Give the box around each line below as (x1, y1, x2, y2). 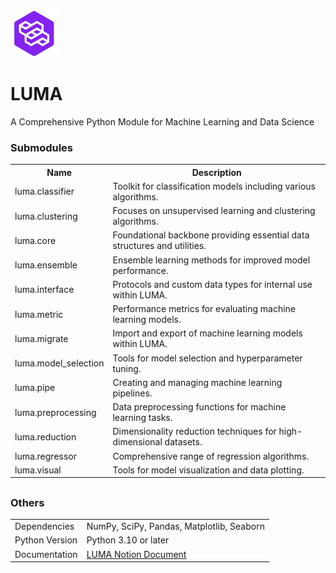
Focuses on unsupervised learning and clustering (112, 205, 316, 217)
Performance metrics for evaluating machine (112, 303, 296, 315)
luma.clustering (14, 210, 78, 222)
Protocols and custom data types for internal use (112, 278, 313, 290)
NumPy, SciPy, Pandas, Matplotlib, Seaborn (86, 520, 265, 532)
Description (191, 166, 242, 178)
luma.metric (14, 308, 64, 320)
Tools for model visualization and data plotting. (112, 464, 305, 476)
